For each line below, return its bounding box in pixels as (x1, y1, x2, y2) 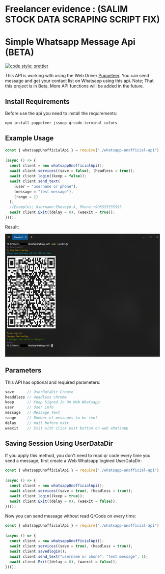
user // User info (5, 405, 54, 410)
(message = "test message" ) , (14, 189, 74, 194)
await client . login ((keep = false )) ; (9, 173, 87, 178)
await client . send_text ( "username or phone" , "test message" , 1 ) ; (9, 554, 148, 559)
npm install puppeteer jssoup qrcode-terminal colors (5, 120, 118, 125)
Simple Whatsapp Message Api (5, 36, 136, 48)
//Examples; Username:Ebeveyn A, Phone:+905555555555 (9, 205, 122, 210)
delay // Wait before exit (5, 420, 69, 426)
